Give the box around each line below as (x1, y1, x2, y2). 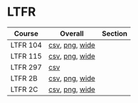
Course (14, 29, 39, 38)
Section (101, 29, 128, 38)
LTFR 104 (10, 40, 42, 50)
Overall (59, 29, 84, 38)
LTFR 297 (10, 62, 42, 72)
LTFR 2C (10, 85, 38, 94)
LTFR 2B (10, 73, 38, 83)
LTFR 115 (10, 51, 42, 61)
